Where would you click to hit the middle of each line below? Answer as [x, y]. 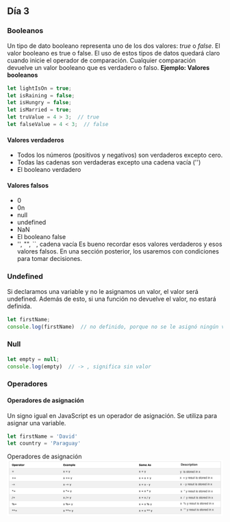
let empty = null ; [33, 359]
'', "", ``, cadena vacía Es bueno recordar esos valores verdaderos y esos [119, 244]
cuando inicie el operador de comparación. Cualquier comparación [102, 60]
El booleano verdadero [49, 170]
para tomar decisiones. [49, 259]
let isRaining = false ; [41, 95]
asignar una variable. [37, 423]
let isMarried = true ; [39, 110]
